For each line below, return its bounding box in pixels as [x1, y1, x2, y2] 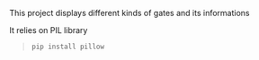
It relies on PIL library [9, 25, 88, 35]
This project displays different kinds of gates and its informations [9, 8, 250, 18]
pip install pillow [31, 42, 105, 51]
